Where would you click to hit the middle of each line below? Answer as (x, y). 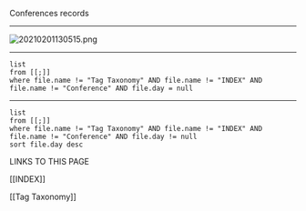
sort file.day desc (46, 145)
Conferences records (49, 13)
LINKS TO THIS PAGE (49, 161)
